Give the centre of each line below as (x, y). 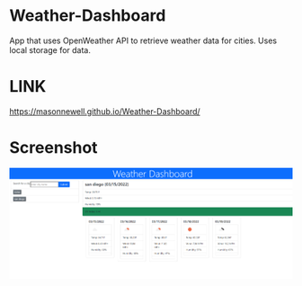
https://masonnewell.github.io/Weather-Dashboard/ (105, 111)
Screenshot (53, 148)
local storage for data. (50, 49)
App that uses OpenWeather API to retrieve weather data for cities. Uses (143, 40)
